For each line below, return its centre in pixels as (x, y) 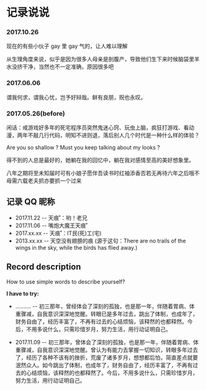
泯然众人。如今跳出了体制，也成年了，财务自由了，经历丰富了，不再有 (104, 365)
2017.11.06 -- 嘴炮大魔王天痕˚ (51, 225)
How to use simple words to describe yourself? (66, 282)
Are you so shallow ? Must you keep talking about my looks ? (83, 148)
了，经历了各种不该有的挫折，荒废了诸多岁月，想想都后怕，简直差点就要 (106, 357)
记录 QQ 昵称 (31, 202)
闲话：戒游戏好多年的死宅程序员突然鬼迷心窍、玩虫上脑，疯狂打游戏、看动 (100, 128)
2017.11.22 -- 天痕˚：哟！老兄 (51, 217)
